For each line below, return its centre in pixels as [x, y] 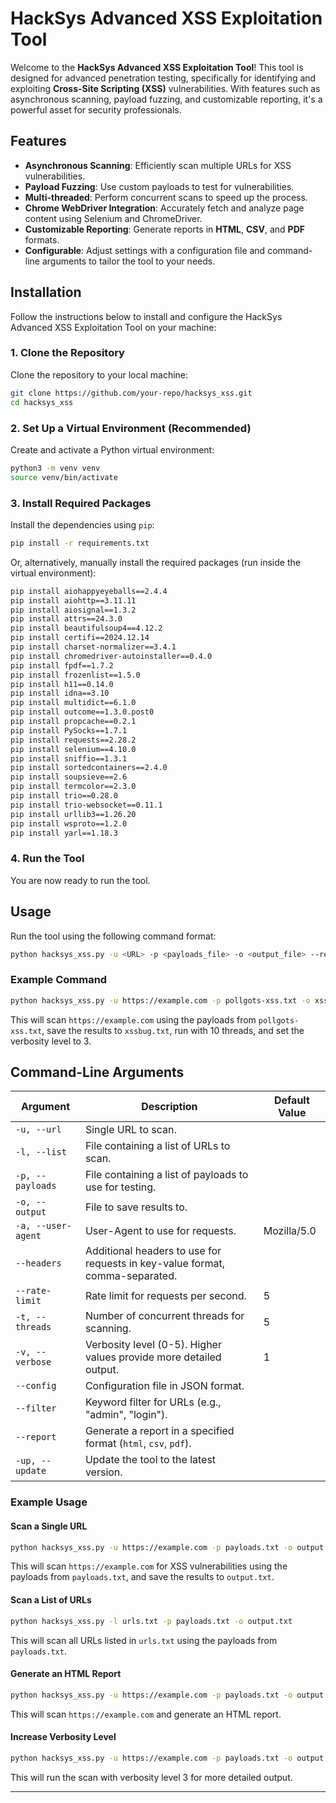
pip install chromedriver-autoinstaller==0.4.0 [111, 656]
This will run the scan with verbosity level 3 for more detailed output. [151, 1777]
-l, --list [41, 1152]
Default [291, 1100]
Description [169, 1107]
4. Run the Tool [47, 859]
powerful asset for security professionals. [96, 109]
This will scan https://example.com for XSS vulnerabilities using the [149, 1566]
